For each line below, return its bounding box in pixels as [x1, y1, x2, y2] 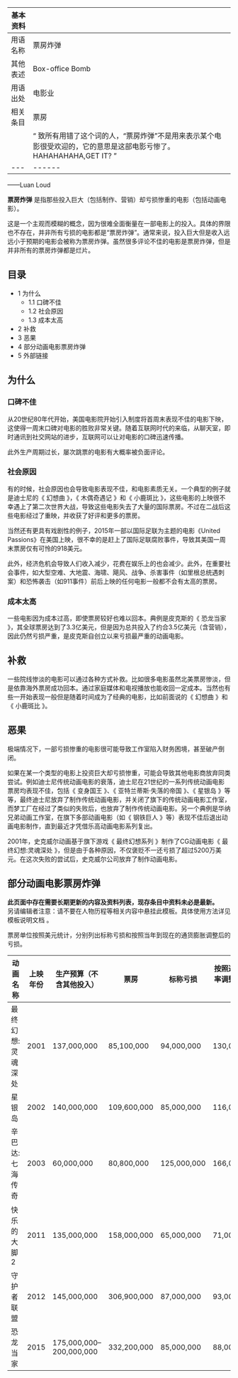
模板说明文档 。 [7, 915, 53, 924]
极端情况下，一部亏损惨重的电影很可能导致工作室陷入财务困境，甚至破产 [7, 744, 218, 753]
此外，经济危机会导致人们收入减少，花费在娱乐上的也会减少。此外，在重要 [7, 559, 225, 567]
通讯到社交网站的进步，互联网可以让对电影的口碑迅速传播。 [13, 432, 188, 441]
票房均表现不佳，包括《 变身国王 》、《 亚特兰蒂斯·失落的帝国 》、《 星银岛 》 [7, 786, 225, 795]
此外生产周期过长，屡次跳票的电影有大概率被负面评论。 [7, 447, 169, 456]
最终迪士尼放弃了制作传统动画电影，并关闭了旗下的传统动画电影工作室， [19, 795, 231, 803]
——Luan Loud [7, 181, 51, 189]
